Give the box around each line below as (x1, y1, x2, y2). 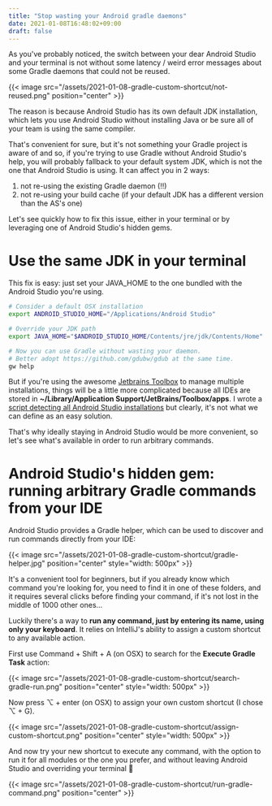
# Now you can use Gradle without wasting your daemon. (8, 347, 201, 355)
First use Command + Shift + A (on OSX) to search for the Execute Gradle (8, 649, 256, 659)
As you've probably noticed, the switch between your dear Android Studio (8, 50, 257, 59)
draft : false (8, 27, 53, 35)
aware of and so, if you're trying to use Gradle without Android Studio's (8, 148, 247, 158)
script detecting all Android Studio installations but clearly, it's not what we (8, 403, 258, 413)
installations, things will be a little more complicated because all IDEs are (8, 385, 251, 395)
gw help (8, 362, 35, 370)
